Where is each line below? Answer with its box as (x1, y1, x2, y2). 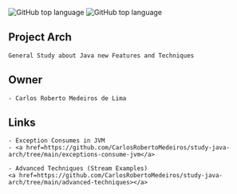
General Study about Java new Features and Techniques (8, 52, 195, 60)
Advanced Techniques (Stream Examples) (15, 165, 148, 173)
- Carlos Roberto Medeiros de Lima (8, 94, 127, 103)
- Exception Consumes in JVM (8, 137, 105, 145)
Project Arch (8, 30, 72, 44)
